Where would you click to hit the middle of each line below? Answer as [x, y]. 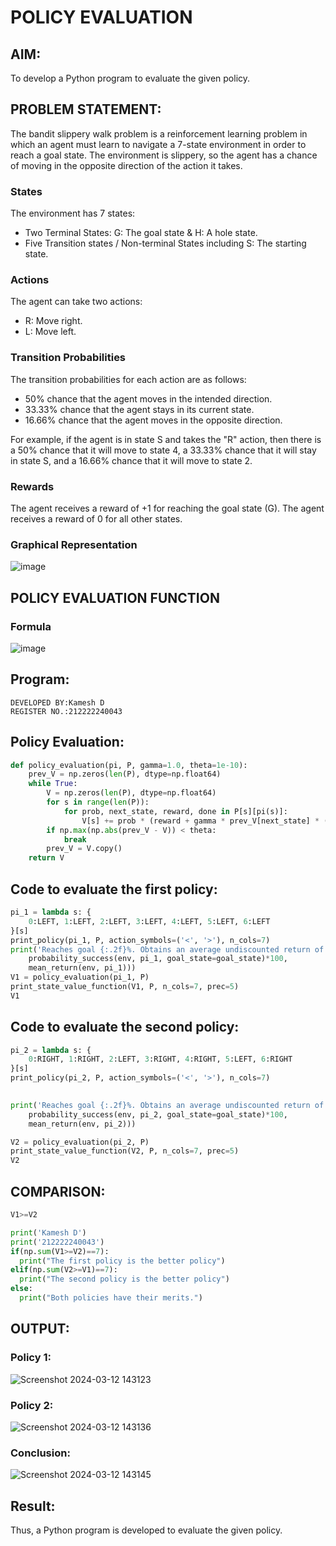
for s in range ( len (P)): [98, 802]
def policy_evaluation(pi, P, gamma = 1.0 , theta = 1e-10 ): [129, 765]
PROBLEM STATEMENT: [86, 109]
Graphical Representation [74, 544]
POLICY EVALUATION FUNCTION [115, 597]
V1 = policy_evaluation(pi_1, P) [80, 977]
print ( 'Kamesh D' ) [48, 1232]
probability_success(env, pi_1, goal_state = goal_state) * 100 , [158, 959]
